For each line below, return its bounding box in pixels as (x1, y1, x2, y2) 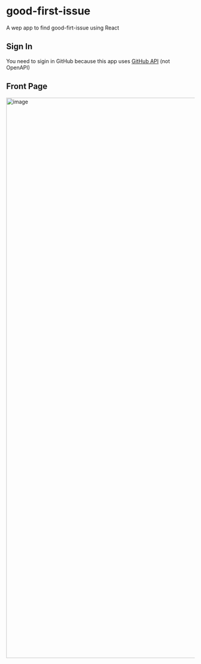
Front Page (6, 81, 48, 91)
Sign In (6, 41, 33, 52)
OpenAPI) (6, 64, 31, 71)
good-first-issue (6, 4, 91, 18)
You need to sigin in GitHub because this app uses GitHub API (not (6, 57, 170, 64)
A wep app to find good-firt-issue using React (6, 24, 120, 31)
